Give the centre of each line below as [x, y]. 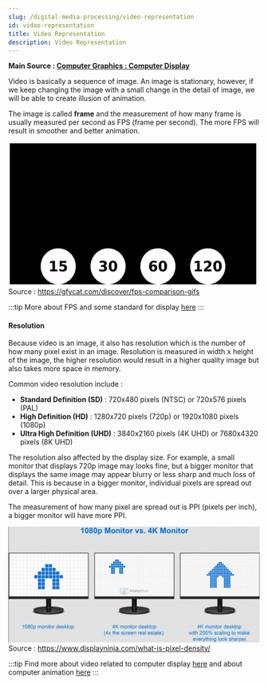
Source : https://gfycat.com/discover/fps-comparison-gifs [104, 292]
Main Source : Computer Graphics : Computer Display [99, 66]
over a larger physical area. [53, 492]
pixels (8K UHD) [46, 442]
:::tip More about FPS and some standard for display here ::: [106, 307]
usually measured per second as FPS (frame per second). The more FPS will [134, 122]
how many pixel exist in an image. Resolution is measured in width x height [131, 352]
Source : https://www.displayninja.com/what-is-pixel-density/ [110, 648]
